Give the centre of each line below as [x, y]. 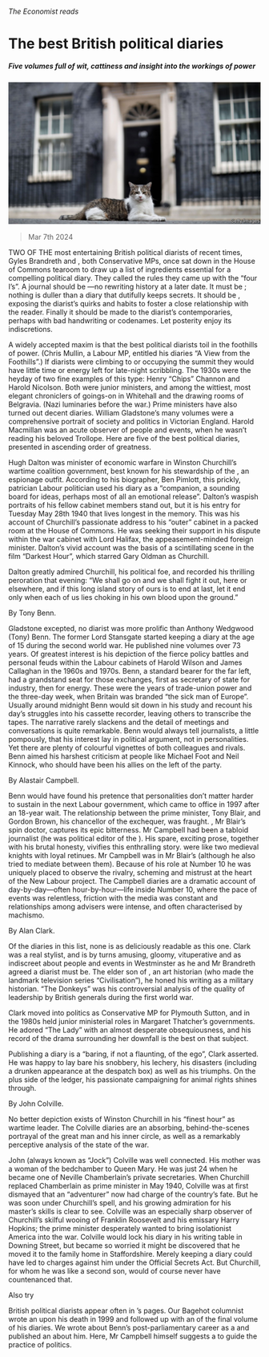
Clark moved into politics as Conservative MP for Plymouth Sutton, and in [129, 1013]
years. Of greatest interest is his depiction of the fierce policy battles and [128, 654]
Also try [21, 1295]
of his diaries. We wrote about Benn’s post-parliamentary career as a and [129, 1328]
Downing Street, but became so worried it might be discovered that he [124, 1246]
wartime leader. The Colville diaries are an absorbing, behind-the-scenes [129, 1128]
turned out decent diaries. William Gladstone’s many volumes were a [121, 413]
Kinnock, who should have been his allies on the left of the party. [115, 765]
